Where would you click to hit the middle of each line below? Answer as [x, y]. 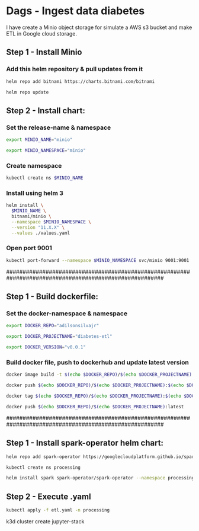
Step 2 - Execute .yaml [49, 496]
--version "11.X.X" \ [38, 227]
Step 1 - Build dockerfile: [52, 297]
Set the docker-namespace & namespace [67, 314]
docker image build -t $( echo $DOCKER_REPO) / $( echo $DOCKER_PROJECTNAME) [99, 375]
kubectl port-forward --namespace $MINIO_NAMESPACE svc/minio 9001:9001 [98, 260]
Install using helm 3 [35, 193]
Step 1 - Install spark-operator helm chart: [85, 443]
